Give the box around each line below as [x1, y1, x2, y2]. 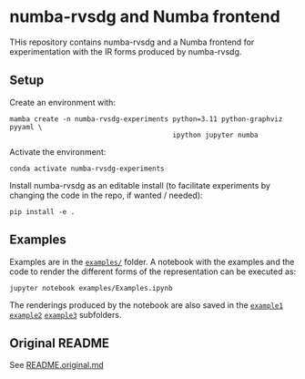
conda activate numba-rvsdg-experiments [9, 164, 166, 173]
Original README [9, 335, 110, 351]
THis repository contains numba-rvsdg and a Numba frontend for [9, 36, 255, 47]
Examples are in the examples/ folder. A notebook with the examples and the [9, 256, 295, 267]
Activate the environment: [9, 146, 107, 157]
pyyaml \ [9, 122, 43, 131]
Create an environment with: [9, 97, 117, 108]
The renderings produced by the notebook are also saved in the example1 [9, 299, 284, 311]
